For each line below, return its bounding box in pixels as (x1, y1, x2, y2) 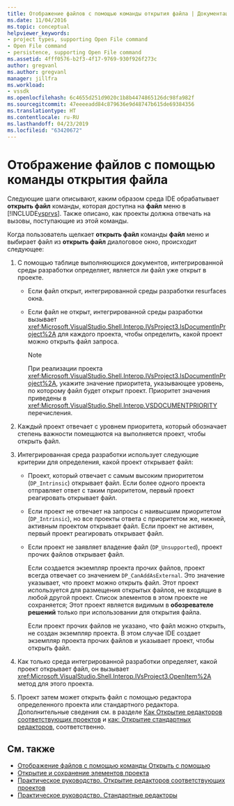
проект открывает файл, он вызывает (17, 665, 130, 673)
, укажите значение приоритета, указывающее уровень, (56, 379, 224, 387)
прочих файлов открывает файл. (27, 550, 125, 559)
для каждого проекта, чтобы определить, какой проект (58, 330, 223, 339)
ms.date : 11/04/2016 (7, 17, 68, 24)
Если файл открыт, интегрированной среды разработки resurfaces (27, 287, 226, 295)
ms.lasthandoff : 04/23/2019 (7, 120, 89, 127)
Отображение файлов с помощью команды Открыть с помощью (17, 761, 210, 770)
